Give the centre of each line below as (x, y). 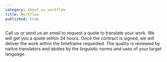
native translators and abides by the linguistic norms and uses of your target (83, 49)
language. (15, 54)
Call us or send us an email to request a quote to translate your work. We (80, 33)
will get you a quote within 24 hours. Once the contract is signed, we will (80, 38)
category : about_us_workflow (35, 10)
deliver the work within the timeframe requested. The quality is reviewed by (83, 44)
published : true (22, 19)
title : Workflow (22, 14)
